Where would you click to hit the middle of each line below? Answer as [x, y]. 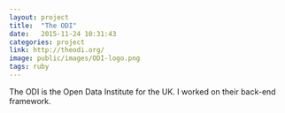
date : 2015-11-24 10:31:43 [63, 34]
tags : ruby [29, 67]
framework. [30, 101]
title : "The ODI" [43, 26]
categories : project [47, 42]
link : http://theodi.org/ [57, 50]
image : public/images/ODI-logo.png [75, 58]
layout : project [39, 17]
